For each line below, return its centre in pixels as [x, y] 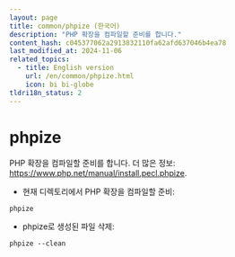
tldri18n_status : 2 [46, 93]
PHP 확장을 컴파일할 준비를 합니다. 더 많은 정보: [92, 164]
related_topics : [39, 59]
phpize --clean [38, 244]
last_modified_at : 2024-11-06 [66, 51]
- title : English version [66, 68]
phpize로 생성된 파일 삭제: [68, 226]
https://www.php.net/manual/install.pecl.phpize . [98, 173]
